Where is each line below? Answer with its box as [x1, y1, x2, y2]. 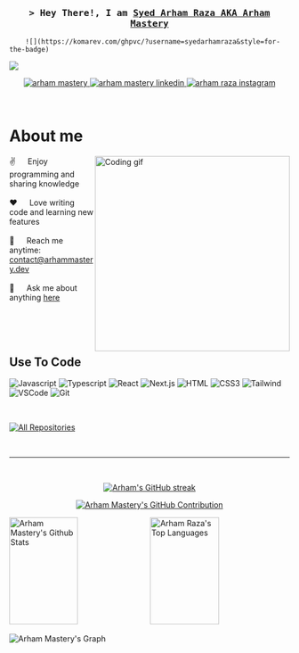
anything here [9, 293, 61, 303]
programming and [9, 169, 76, 180]
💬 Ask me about [9, 283, 77, 293]
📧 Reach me [9, 236, 64, 246]
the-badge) [9, 45, 50, 54]
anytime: [9, 244, 42, 256]
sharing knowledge [9, 178, 80, 189]
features [9, 217, 40, 227]
